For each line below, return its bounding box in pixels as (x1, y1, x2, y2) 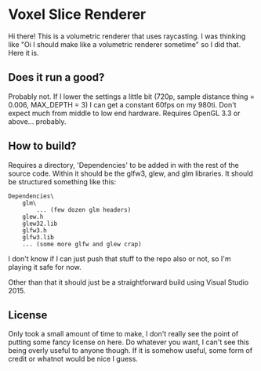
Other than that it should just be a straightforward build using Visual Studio (8, 277, 249, 287)
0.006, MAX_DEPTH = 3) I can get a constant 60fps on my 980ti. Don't (8, 100, 237, 109)
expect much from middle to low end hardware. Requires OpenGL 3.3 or (8, 108, 241, 118)
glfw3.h (22, 226, 47, 235)
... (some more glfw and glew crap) (22, 240, 143, 248)
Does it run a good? (8, 71, 105, 84)
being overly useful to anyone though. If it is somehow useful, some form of (8, 346, 253, 355)
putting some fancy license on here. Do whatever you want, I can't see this (8, 337, 249, 347)
